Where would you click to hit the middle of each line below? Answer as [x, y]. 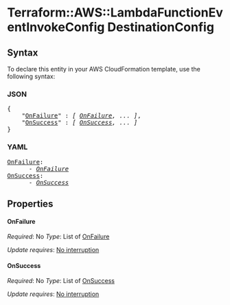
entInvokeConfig [56, 27]
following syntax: [31, 76]
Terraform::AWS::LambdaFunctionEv [115, 13]
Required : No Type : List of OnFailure [58, 237]
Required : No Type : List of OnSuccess [61, 281]
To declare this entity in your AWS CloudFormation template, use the [104, 69]
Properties [30, 204]
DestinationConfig [161, 27]
